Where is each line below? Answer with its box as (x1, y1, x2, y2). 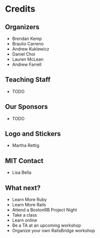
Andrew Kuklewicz (12, 46, 50, 52)
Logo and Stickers (5, 130, 61, 138)
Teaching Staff (5, 75, 51, 84)
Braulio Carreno (12, 41, 44, 47)
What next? (5, 183, 41, 192)
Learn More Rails (12, 202, 46, 208)
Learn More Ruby (12, 197, 47, 202)
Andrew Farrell (12, 62, 42, 67)
